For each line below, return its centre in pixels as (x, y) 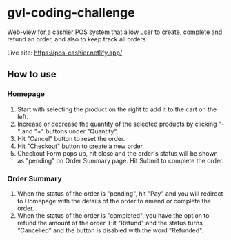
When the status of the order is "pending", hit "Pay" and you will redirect (120, 193)
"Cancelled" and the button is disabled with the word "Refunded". (110, 230)
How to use (32, 74)
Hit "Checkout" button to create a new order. (81, 146)
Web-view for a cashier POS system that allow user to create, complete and (115, 32)
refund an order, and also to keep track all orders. (78, 39)
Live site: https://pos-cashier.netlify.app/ (65, 53)
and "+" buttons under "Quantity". (70, 131)
